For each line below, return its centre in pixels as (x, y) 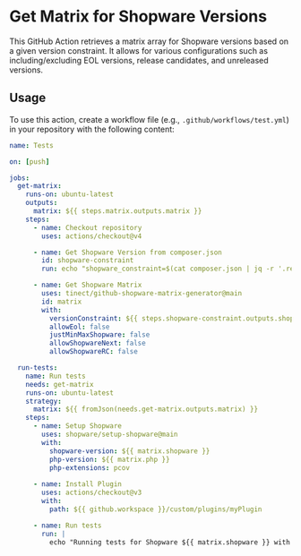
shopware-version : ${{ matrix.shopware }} (129, 451)
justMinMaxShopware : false (99, 335)
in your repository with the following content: (92, 129)
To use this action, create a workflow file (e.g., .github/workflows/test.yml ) (149, 119)
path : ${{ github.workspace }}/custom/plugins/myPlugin (155, 509)
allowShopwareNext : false (97, 343)
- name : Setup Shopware (77, 426)
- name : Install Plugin (77, 484)
